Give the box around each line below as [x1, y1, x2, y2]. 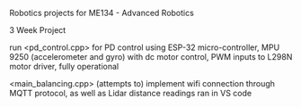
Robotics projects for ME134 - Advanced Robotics [9, 8, 195, 18]
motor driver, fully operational [9, 62, 120, 71]
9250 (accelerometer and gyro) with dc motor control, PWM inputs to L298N [9, 52, 293, 62]
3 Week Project [9, 25, 66, 35]
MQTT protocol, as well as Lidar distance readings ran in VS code [9, 88, 252, 98]
